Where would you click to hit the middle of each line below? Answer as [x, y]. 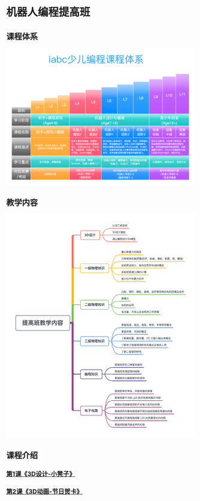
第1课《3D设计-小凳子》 [41, 473]
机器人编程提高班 [49, 12]
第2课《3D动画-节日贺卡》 [44, 491]
